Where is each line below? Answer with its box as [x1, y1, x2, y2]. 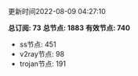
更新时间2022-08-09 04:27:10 [8, 7, 106, 16]
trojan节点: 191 [19, 59, 67, 68]
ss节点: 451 [19, 40, 56, 49]
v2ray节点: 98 [19, 50, 65, 58]
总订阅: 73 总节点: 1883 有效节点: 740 [8, 23, 131, 33]
